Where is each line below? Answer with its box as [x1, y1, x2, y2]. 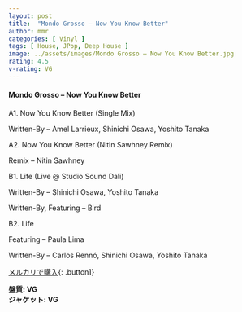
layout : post [8, 11, 53, 20]
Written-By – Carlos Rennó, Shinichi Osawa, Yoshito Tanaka [8, 250, 208, 260]
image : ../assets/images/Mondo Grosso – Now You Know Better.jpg [8, 50, 234, 58]
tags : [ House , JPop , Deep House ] [8, 42, 129, 51]
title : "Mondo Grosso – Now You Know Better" [8, 20, 169, 28]
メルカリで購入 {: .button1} [8, 266, 95, 277]
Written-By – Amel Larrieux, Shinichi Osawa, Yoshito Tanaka [8, 124, 210, 134]
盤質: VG [8, 284, 38, 294]
